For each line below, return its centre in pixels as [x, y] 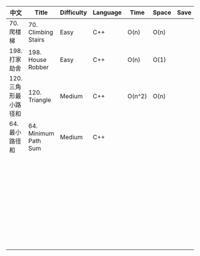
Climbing [41, 32]
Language [107, 13]
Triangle [40, 100]
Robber [39, 67]
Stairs [36, 40]
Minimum [41, 133]
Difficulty [74, 13]
